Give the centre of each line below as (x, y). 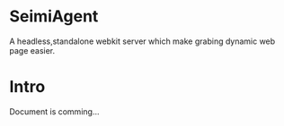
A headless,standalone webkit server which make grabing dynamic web (142, 41)
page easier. (32, 50)
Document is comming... (54, 111)
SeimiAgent (54, 17)
